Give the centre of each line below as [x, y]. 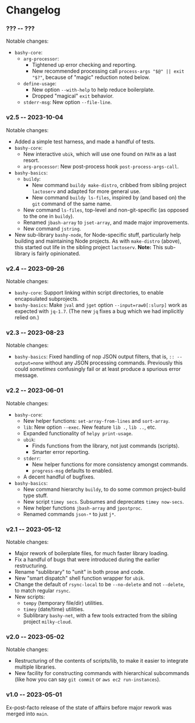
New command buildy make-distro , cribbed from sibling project [109, 185]
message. [26, 376]
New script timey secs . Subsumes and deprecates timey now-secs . [103, 501]
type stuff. [36, 495]
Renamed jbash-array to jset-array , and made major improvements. [106, 222]
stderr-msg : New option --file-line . [67, 102]
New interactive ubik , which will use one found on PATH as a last [100, 154]
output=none [29, 363]
